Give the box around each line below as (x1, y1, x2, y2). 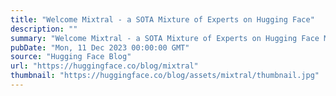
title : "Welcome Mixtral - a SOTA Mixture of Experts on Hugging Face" (10, 14, 315, 25)
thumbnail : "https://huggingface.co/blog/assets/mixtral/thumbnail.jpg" (10, 71, 320, 81)
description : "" (10, 24, 78, 34)
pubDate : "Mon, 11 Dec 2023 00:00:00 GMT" (10, 42, 190, 53)
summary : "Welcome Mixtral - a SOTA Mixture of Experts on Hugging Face (10, 33, 320, 43)
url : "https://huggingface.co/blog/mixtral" (10, 61, 199, 71)
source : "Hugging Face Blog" (10, 52, 132, 62)
